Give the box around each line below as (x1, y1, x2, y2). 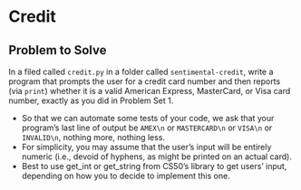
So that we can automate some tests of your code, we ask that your (21, 113, 275, 123)
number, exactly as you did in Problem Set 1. (8, 95, 174, 106)
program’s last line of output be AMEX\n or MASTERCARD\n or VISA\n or (21, 122, 273, 133)
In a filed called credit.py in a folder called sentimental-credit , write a (8, 66, 274, 77)
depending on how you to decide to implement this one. (21, 170, 230, 181)
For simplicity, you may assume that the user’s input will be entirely (21, 142, 272, 152)
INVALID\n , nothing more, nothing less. (21, 132, 165, 142)
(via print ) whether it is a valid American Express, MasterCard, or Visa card (8, 86, 291, 96)
